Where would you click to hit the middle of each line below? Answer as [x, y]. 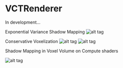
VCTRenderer [34, 9]
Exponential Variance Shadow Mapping [45, 32]
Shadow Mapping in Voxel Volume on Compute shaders [62, 51]
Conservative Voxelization [32, 41]
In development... [23, 22]
